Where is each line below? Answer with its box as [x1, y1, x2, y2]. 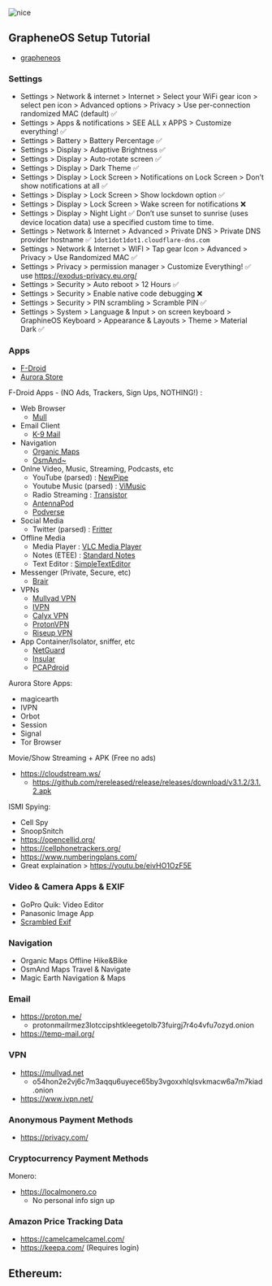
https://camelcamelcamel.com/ [19, 1234, 125, 1244]
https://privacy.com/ [19, 1132, 89, 1142]
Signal [19, 728, 42, 739]
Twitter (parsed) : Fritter [32, 524, 113, 534]
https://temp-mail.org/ [19, 1029, 95, 1039]
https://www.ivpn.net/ [19, 1093, 93, 1103]
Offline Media [19, 533, 67, 543]
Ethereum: [8, 1266, 63, 1280]
